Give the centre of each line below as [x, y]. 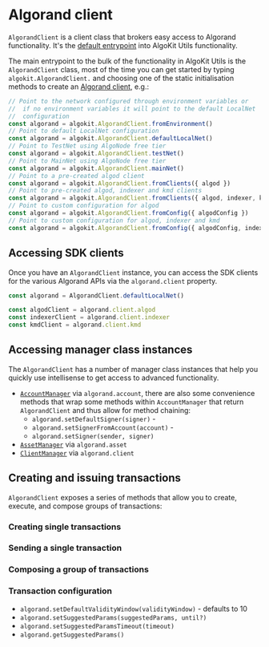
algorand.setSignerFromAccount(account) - [103, 427]
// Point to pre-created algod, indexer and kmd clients [105, 191]
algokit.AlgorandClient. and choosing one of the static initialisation [121, 78]
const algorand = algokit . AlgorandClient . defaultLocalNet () [111, 139]
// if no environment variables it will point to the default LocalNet [132, 109]
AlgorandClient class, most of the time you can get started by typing [121, 69]
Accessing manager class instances [100, 350]
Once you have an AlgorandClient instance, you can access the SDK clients [133, 272]
